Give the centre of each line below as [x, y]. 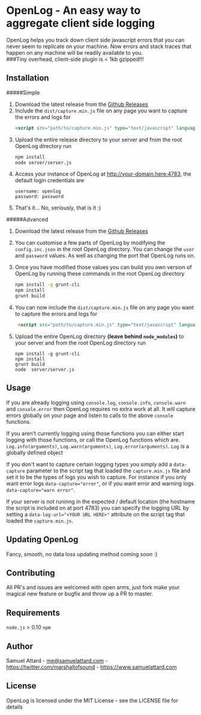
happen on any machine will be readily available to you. [74, 52]
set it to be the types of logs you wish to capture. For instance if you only [97, 477]
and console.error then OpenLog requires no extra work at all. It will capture [101, 409]
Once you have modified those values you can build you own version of [103, 267]
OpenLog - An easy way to [73, 11]
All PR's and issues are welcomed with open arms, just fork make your [93, 587]
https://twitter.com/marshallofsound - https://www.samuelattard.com [91, 667]
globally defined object [34, 453]
